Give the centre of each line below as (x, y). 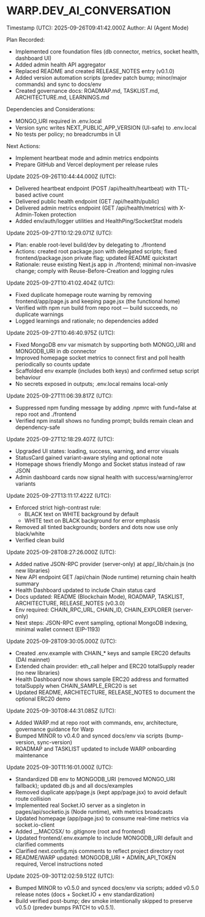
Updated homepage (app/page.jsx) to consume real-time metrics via (102, 818)
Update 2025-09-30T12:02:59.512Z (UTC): (60, 876)
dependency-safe (38, 427)
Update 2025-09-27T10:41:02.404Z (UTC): (61, 283)
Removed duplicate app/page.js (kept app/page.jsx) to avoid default (101, 792)
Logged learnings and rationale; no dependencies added (87, 321)
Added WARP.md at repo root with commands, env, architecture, (97, 722)
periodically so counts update (53, 364)
